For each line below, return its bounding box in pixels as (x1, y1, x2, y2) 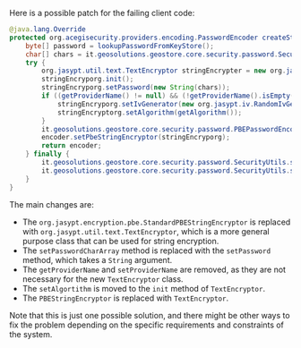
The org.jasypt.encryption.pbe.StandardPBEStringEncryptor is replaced (21, 216, 291, 227)
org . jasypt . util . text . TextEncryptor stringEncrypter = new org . (41, 66, 287, 75)
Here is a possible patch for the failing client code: (9, 8, 195, 18)
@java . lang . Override (9, 25, 87, 34)
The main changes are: (9, 199, 94, 209)
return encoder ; (41, 141, 102, 150)
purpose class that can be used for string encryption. (21, 235, 219, 246)
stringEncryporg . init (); (41, 75, 134, 84)
